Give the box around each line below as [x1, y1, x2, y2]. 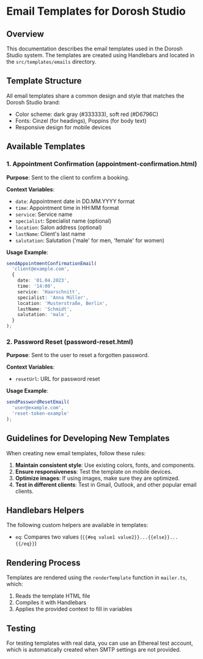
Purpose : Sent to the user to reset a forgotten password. [6, 352, 149, 359]
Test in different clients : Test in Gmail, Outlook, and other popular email [15, 480, 197, 488]
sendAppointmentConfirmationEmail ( [6, 260, 97, 266]
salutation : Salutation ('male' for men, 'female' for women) [15, 236, 165, 244]
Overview [6, 29, 45, 39]
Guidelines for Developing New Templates [6, 433, 170, 444]
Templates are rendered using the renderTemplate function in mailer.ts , [6, 574, 188, 581]
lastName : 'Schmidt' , [17, 306, 72, 312]
